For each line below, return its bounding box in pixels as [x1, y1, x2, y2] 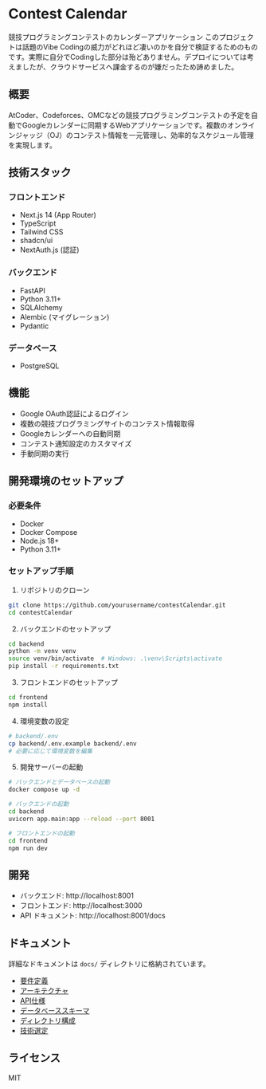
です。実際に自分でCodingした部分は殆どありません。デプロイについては [8, 52, 247, 61]
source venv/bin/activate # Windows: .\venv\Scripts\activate [8, 655, 223, 662]
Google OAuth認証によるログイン [19, 408, 129, 419]
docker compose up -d [8, 786, 80, 794]
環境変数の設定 [19, 716, 69, 725]
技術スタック [8, 166, 72, 179]
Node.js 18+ [19, 536, 60, 545]
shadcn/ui [19, 236, 53, 246]
